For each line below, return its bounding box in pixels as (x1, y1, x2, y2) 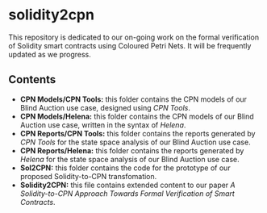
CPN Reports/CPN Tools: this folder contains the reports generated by (19, 128, 256, 138)
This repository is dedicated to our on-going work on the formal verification (8, 32, 260, 42)
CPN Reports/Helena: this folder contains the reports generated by (19, 145, 244, 155)
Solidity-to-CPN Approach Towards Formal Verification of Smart (19, 188, 236, 198)
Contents (8, 73, 56, 86)
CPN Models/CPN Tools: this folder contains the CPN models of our (19, 94, 248, 104)
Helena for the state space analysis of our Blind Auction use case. (19, 154, 240, 164)
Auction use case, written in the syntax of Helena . (19, 119, 186, 130)
